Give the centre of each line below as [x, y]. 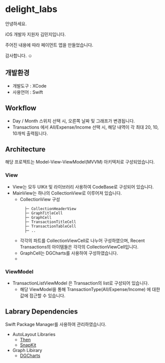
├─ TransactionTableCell [50, 226]
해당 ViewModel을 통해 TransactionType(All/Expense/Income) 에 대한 [90, 289]
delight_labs [31, 9]
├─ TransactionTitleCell [50, 222]
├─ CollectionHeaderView [50, 208]
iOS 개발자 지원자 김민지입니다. [35, 34]
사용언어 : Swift [28, 92]
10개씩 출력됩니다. [30, 133]
